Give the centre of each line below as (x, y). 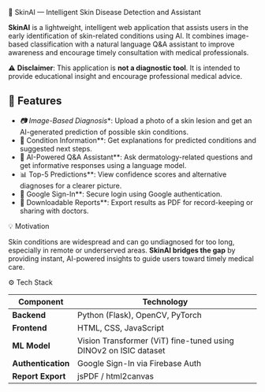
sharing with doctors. (54, 211)
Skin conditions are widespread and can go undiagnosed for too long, (121, 241)
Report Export (39, 376)
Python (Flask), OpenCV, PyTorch (140, 315)
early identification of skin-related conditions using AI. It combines (116, 36)
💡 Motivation (29, 226)
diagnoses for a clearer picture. (71, 185)
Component (41, 301)
